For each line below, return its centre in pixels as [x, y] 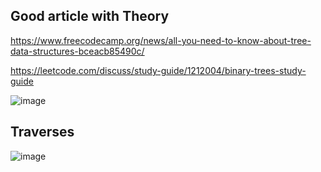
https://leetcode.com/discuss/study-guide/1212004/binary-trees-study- [158, 70]
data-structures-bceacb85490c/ [77, 51]
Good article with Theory [90, 16]
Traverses [42, 132]
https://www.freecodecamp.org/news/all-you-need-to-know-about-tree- [161, 40]
